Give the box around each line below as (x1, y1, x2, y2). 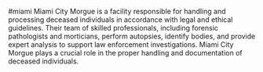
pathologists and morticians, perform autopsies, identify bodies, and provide (8, 31, 256, 41)
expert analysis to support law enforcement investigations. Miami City (8, 40, 234, 49)
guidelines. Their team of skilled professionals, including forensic (8, 23, 218, 32)
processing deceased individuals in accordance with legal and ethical (8, 15, 233, 24)
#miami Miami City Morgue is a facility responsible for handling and (8, 7, 226, 16)
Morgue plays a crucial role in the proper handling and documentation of (8, 49, 243, 57)
